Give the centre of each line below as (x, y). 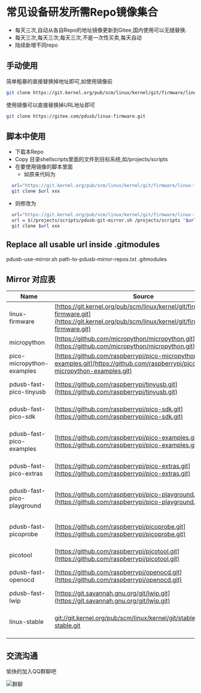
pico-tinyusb (28, 392)
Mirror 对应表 (31, 279)
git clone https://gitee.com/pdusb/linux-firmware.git (76, 116)
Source (143, 296)
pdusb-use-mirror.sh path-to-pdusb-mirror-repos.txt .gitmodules (87, 259)
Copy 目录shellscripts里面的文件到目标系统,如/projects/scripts (91, 159)
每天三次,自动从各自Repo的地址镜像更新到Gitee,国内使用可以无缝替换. (101, 30)
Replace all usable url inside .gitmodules (83, 245)
